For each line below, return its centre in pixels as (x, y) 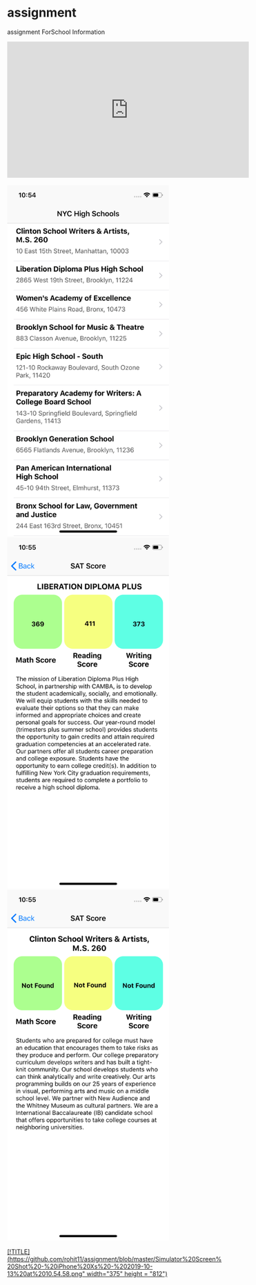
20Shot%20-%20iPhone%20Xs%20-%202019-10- (80, 1266)
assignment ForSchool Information (56, 32)
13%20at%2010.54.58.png (45, 1273)
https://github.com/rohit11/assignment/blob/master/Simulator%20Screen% (116, 1259)
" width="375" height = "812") (125, 1273)
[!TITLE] (19, 1251)
